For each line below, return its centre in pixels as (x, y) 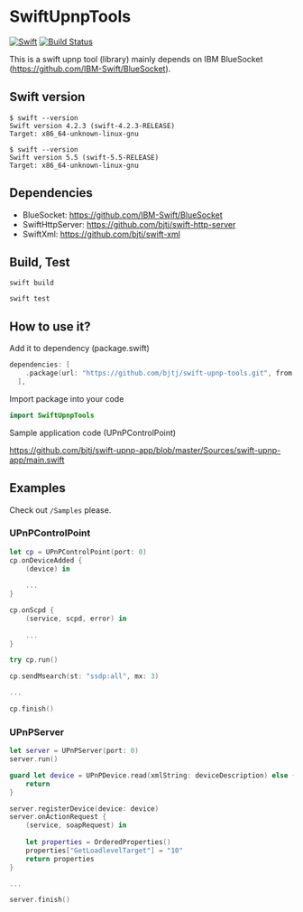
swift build (32, 283)
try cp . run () (34, 660)
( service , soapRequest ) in (76, 825)
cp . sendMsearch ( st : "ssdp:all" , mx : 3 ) (84, 676)
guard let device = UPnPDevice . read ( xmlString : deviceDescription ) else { (153, 775)
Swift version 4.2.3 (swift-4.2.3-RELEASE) (92, 126)
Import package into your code (67, 398)
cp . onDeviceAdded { (46, 560)
